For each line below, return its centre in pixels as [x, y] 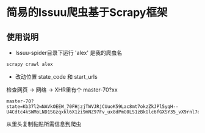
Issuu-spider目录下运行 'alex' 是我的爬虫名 [69, 53]
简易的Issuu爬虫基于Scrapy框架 [87, 13]
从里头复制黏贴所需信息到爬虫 [44, 124]
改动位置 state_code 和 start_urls [56, 76]
